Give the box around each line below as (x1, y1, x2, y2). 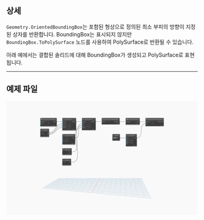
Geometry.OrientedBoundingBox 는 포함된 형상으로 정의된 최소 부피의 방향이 (6, 23, 185, 30)
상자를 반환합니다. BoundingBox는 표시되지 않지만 (12, 30, 132, 38)
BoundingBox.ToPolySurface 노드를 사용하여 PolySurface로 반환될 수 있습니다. (6, 38, 194, 46)
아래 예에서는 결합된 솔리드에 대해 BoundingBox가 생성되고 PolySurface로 (6, 51, 184, 58)
